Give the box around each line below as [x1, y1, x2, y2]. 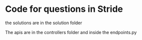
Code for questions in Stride [5, 3, 123, 15]
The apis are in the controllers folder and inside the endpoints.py [5, 29, 137, 35]
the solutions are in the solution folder [5, 20, 83, 26]
